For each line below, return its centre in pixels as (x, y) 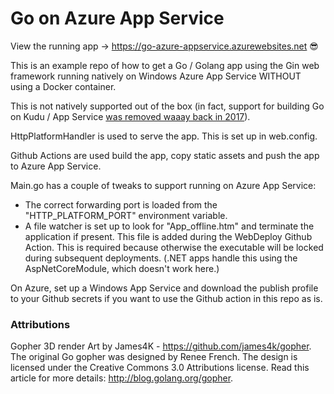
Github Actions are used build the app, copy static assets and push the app (165, 155)
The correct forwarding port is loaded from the (121, 204)
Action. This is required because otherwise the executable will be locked (174, 247)
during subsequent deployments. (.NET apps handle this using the (161, 258)
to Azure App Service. (56, 166)
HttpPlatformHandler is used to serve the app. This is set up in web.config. (164, 136)
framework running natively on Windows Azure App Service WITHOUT (156, 76)
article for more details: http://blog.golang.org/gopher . (122, 378)
